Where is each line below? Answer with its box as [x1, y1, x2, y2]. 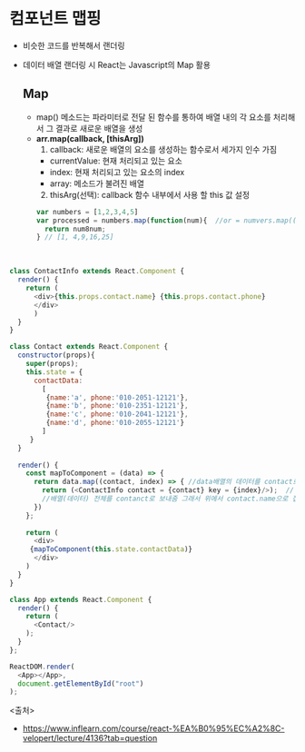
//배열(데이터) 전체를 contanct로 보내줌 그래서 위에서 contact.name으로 [42, 494, 289, 503]
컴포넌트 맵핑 [9, 8, 102, 29]
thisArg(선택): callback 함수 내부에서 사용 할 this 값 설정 [49, 189, 251, 200]
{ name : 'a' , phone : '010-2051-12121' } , [45, 392, 189, 402]
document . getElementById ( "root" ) [17, 678, 144, 688]
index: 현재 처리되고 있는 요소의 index [49, 166, 185, 177]
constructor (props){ [17, 351, 95, 360]
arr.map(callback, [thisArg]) [35, 133, 145, 143]
